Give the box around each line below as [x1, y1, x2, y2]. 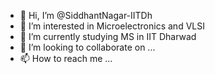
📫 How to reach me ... [19, 53, 113, 64]
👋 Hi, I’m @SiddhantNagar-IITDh [19, 10, 153, 21]
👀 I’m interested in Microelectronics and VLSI [19, 20, 205, 32]
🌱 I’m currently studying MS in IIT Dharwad [19, 31, 197, 42]
